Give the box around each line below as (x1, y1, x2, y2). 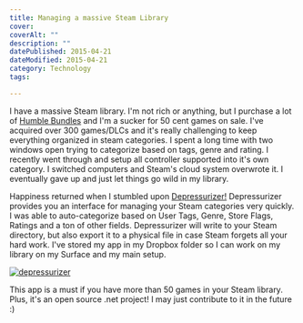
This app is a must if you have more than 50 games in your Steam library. (9, 284, 284, 295)
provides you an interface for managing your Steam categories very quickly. (9, 200, 295, 211)
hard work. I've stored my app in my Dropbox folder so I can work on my (9, 238, 280, 250)
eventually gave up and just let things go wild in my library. (9, 173, 229, 184)
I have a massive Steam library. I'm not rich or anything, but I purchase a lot (9, 106, 292, 116)
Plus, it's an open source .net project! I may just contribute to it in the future (9, 293, 293, 305)
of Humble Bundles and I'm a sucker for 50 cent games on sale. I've (9, 115, 264, 126)
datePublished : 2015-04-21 (9, 47, 112, 56)
